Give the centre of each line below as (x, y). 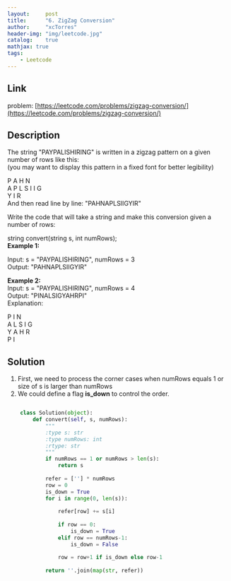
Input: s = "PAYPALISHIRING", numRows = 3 (71, 259)
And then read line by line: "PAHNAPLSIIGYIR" (74, 204)
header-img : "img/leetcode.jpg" (55, 34)
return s (70, 466)
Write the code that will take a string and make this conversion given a (109, 217)
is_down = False (94, 544)
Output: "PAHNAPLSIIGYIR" (47, 267)
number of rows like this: (43, 160)
